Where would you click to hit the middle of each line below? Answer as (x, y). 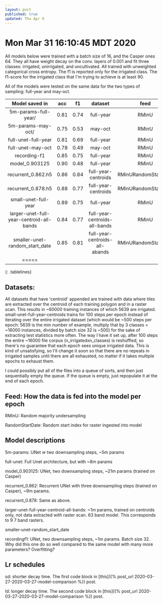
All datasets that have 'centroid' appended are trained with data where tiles (80, 299)
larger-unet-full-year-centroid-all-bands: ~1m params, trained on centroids (80, 509)
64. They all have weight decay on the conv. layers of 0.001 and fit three (77, 61)
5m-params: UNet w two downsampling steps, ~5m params (65, 452)
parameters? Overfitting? (30, 549)
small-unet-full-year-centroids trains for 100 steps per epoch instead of (76, 314)
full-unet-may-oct (30, 148)
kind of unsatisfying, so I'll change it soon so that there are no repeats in (77, 351)
